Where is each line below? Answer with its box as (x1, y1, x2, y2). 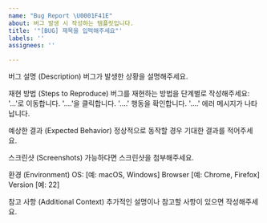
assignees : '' (8, 42, 56, 50)
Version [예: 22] (8, 180, 60, 189)
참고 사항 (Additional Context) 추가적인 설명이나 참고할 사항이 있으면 (8, 197, 225, 207)
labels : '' (8, 34, 45, 43)
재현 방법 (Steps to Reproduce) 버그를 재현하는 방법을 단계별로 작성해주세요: (8, 89, 250, 99)
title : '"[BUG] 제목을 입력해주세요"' (8, 26, 123, 34)
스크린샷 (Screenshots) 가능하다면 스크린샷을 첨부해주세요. (8, 153, 195, 163)
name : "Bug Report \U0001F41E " (8, 11, 113, 20)
